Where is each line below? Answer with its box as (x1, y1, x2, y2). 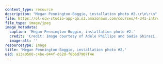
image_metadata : (5, 25, 38, 30)
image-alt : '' (9, 38, 38, 43)
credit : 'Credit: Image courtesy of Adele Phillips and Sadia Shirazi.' (9, 34, 160, 39)
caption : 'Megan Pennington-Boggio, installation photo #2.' (9, 29, 136, 34)
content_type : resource (5, 7, 53, 12)
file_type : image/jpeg (5, 20, 51, 26)
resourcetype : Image (5, 43, 47, 48)
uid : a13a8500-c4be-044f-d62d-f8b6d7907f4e (5, 51, 95, 57)
